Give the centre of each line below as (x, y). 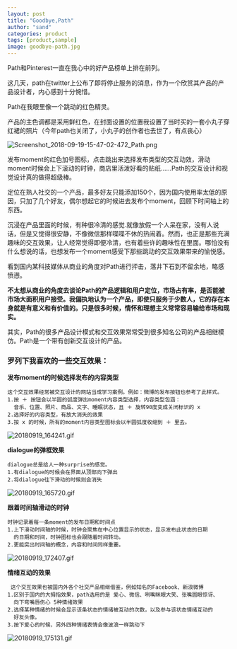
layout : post (26, 14)
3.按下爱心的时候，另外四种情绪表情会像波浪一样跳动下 (76, 625)
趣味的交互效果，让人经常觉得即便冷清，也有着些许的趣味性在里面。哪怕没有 (119, 242)
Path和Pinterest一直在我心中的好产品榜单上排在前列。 (86, 68)
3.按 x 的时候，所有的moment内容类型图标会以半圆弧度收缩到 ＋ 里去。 (99, 423)
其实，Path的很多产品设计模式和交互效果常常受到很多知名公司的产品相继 (113, 332)
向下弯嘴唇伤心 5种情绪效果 (48, 602)
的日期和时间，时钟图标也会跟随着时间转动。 (69, 538)
